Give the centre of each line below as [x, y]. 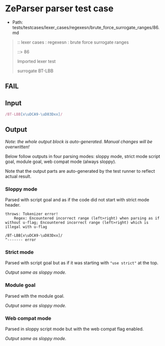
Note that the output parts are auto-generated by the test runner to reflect [80, 171]
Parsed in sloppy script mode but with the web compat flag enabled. [74, 329]
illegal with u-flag [26, 227]
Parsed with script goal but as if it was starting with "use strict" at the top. [82, 263]
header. [13, 205]
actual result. [18, 176]
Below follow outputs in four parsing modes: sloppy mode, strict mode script [83, 156]
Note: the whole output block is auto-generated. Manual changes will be [79, 141]
